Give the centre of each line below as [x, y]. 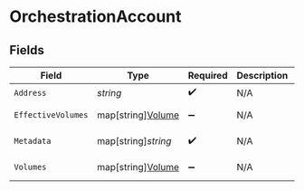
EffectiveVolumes [51, 115]
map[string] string [134, 141]
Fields [27, 50]
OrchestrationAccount [96, 17]
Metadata [33, 141]
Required [208, 76]
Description [262, 76]
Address [30, 93]
